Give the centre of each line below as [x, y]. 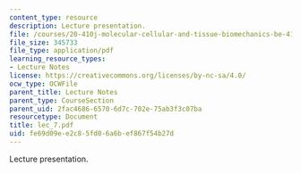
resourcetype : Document [54, 117]
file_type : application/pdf [62, 51]
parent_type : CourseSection [62, 100]
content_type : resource [54, 17]
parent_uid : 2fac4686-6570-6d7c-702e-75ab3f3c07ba [106, 109]
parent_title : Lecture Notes [64, 92]
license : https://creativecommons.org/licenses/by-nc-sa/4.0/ [128, 76]
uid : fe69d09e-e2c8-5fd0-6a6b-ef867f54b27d [92, 134]
